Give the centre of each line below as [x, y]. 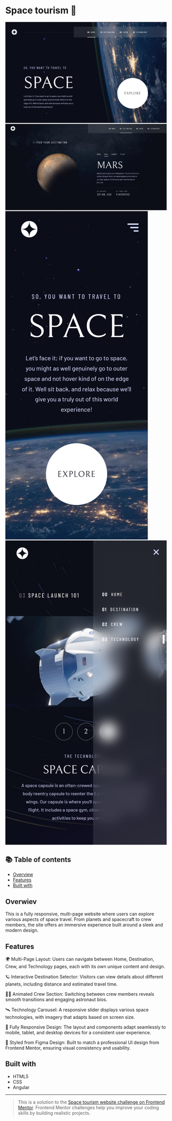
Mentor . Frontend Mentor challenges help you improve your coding [88, 1107]
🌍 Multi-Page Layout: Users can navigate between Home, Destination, [80, 959]
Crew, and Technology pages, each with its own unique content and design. [85, 967]
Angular [21, 1087]
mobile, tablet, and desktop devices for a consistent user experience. [78, 1033]
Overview [23, 875]
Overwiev [21, 902]
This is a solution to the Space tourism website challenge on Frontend [91, 1102]
